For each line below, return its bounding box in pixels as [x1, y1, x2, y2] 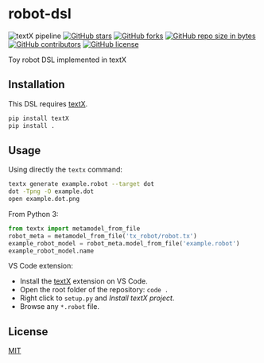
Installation [8, 78, 65, 91]
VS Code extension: [8, 261, 73, 271]
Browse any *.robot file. [19, 302, 100, 311]
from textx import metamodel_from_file [8, 224, 141, 233]
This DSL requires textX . [8, 98, 88, 108]
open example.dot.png [8, 195, 80, 203]
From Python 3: [8, 209, 59, 218]
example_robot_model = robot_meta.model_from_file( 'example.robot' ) [8, 239, 240, 247]
